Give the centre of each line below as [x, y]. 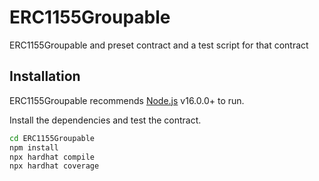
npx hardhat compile [52, 157]
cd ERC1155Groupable [52, 138]
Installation [45, 76]
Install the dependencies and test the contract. [105, 120]
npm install [34, 147]
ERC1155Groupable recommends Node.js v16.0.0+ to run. [127, 100]
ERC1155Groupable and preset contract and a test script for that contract [159, 45]
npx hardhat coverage [54, 166]
